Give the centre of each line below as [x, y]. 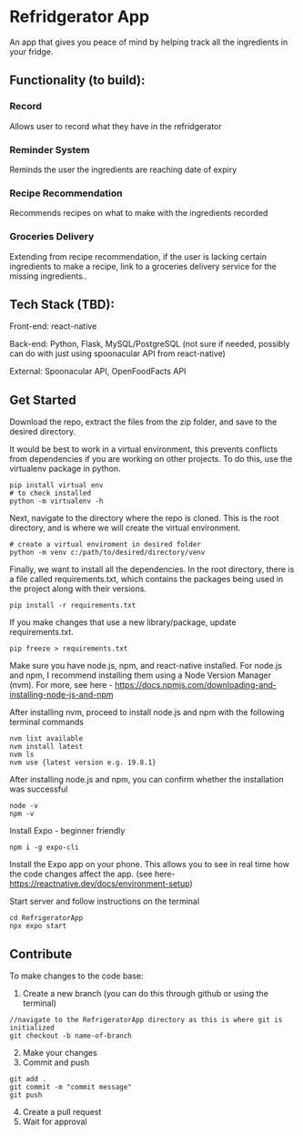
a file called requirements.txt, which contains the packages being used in [146, 579]
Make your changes [60, 1052]
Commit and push [56, 1062]
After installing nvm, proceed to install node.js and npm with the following [147, 712]
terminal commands [47, 722]
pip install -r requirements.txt [73, 606]
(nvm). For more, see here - [61, 685]
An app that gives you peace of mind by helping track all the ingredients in [149, 42]
